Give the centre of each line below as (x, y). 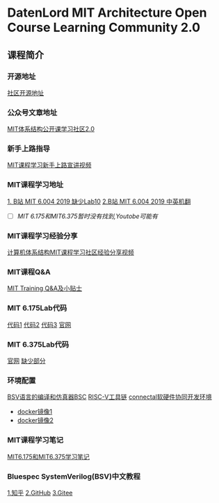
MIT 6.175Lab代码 (37, 308)
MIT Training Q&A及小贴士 (44, 288)
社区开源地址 (25, 92)
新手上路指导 (29, 149)
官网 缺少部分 (26, 361)
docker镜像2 (35, 420)
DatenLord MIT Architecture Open (107, 13)
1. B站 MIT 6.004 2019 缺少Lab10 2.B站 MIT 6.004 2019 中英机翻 (99, 201)
